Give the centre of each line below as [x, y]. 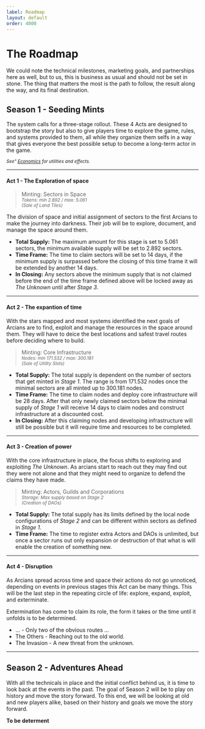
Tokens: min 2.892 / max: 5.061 [54, 200]
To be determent [28, 720]
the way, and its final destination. [48, 90]
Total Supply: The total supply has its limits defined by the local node [103, 514]
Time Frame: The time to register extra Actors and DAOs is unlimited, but [107, 534]
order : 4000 [21, 23]
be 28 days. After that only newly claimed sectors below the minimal [101, 401]
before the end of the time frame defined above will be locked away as [104, 281]
